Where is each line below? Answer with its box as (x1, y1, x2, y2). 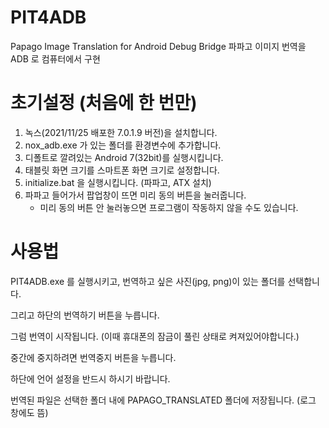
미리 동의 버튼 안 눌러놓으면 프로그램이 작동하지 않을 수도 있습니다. (39, 201, 299, 213)
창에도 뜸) (10, 406, 49, 418)
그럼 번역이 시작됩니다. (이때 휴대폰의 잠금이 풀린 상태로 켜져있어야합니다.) (10, 330, 300, 342)
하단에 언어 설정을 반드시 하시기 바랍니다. (10, 372, 171, 385)
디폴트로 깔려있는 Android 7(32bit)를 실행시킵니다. (24, 151, 224, 163)
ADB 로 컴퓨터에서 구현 (10, 52, 101, 65)
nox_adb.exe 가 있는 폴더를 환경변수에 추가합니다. (24, 139, 222, 151)
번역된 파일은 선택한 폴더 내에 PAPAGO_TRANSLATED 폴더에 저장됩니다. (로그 (10, 394, 317, 406)
